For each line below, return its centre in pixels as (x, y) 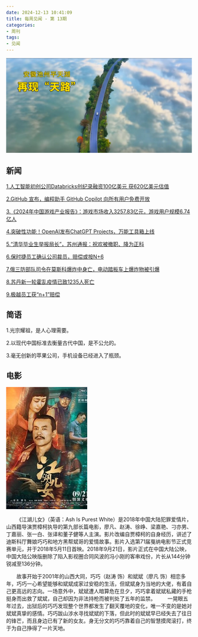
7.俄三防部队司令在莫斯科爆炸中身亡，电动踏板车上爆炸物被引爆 (83, 269)
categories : (21, 25)
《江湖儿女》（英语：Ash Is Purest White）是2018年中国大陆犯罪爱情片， (104, 519)
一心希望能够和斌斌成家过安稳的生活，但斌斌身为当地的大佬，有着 (106, 584)
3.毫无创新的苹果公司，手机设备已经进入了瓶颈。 (65, 355)
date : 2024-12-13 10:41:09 (39, 12)
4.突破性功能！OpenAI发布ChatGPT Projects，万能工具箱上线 (80, 231)
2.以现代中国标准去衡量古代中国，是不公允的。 (63, 343)
